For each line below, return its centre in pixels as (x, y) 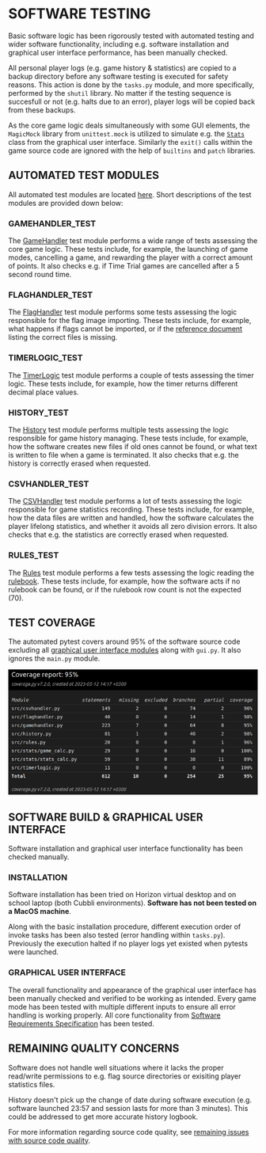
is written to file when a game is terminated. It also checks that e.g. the (123, 455)
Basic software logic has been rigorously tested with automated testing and (131, 36)
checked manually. (39, 857)
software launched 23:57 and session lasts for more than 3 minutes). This (128, 1108)
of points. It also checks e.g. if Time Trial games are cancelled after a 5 (124, 266)
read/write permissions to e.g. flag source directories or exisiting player (125, 1076)
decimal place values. (44, 392)
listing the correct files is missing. (63, 337)
